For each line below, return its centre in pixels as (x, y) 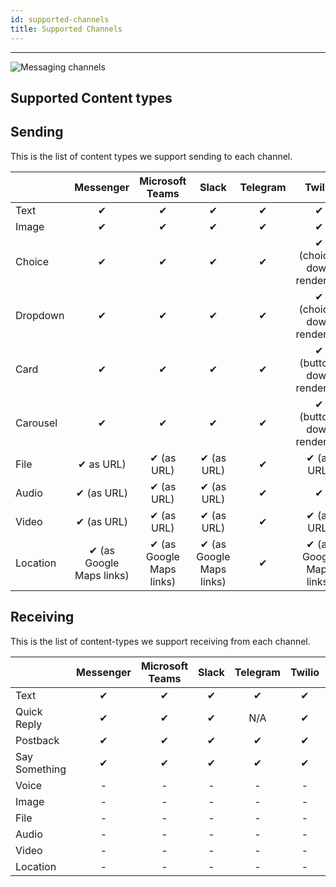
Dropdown (40, 315)
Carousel (36, 423)
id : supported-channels (60, 19)
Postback (37, 740)
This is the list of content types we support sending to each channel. (151, 156)
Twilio (304, 672)
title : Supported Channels (66, 29)
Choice (32, 261)
